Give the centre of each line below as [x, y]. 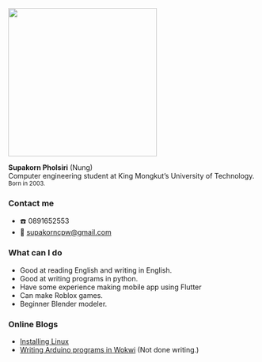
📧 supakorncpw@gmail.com [66, 232]
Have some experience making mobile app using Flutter [110, 287]
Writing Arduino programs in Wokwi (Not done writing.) [109, 349]
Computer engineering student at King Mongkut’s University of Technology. [131, 176]
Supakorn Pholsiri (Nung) [51, 168]
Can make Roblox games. [61, 295]
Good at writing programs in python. [79, 278]
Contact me [31, 203]
